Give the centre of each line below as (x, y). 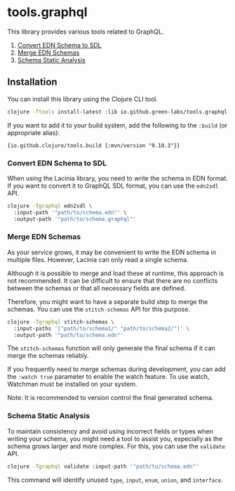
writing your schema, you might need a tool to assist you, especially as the (115, 438)
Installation (32, 82)
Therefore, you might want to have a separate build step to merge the (108, 301)
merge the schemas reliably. (48, 356)
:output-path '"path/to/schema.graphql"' (75, 219)
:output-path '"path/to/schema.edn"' (69, 335)
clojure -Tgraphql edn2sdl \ (50, 206)
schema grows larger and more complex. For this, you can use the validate (116, 446)
